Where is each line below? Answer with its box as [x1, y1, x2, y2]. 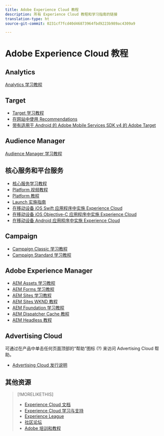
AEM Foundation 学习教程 [12, 305, 65, 311]
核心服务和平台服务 [5, 166, 64, 175]
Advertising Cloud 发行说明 [12, 362, 67, 368]
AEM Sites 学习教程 [12, 292, 52, 298]
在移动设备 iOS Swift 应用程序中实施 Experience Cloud [12, 205, 123, 211]
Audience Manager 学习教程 [5, 150, 63, 156]
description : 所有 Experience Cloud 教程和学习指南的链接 [5, 12, 118, 17]
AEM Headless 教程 [12, 317, 52, 323]
